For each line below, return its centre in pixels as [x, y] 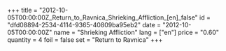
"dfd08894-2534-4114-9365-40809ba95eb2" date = [84, 25]
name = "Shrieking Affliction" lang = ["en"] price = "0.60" [136, 32]
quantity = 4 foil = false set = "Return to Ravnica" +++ [85, 40]
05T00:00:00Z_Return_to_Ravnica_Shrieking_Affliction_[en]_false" [103, 17]
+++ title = [23, 10]
